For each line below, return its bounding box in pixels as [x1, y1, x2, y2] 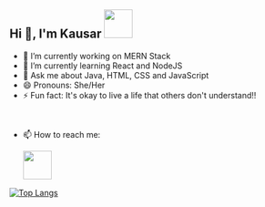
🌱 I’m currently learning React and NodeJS [22, 60, 183, 71]
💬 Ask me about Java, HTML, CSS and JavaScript [22, 69, 209, 80]
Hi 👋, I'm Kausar [9, 26, 102, 42]
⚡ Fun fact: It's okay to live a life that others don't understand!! [22, 89, 257, 100]
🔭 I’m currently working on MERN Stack [22, 50, 171, 61]
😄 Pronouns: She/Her [22, 79, 106, 90]
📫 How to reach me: [22, 129, 101, 140]
